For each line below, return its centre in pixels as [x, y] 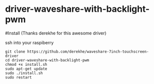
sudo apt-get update [26, 69]
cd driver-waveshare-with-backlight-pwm [47, 60]
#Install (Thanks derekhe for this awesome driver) [56, 33]
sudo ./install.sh [24, 73]
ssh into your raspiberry [29, 42]
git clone [15, 52]
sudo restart [19, 77]
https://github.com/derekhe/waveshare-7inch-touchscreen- [88, 52]
